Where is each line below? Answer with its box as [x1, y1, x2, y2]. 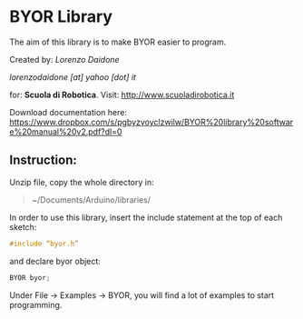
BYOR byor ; [9, 273, 51, 283]
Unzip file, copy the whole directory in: [9, 176, 154, 187]
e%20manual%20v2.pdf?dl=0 [9, 125, 122, 137]
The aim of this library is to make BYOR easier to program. [9, 36, 227, 47]
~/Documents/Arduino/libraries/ [31, 194, 151, 205]
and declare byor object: [9, 255, 102, 266]
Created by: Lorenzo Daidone [9, 54, 120, 65]
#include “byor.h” [9, 239, 79, 248]
